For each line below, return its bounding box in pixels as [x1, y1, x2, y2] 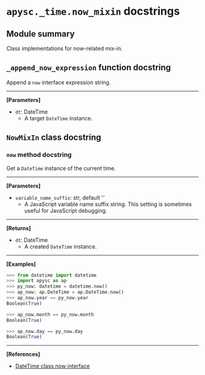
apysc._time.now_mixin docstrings [6, 4, 180, 18]
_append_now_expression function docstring [6, 62, 171, 73]
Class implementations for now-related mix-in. [6, 45, 123, 52]
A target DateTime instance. [24, 114, 93, 122]
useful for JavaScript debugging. [24, 206, 107, 214]
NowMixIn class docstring [6, 133, 102, 143]
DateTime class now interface [15, 362, 90, 370]
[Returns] [6, 224, 32, 231]
